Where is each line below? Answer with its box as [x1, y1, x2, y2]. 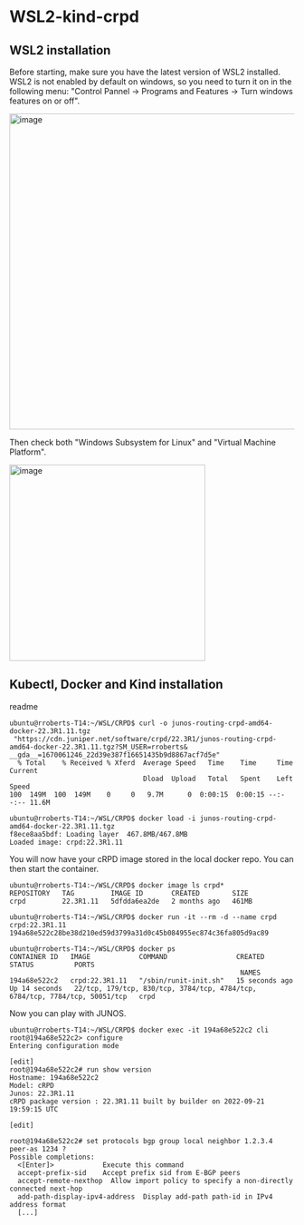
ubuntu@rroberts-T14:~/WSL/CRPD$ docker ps [9, 944, 176, 954]
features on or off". [9, 95, 81, 106]
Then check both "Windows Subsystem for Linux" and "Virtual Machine [9, 437, 276, 447]
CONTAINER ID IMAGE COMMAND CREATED [9, 952, 265, 961]
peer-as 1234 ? [9, 1144, 67, 1153]
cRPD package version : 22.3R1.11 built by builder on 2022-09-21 [9, 1096, 265, 1106]
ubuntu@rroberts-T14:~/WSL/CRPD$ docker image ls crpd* [9, 880, 224, 890]
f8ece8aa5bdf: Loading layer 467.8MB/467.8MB [9, 829, 188, 838]
